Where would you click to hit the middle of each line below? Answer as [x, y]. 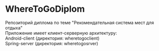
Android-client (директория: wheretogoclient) [52, 38]
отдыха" [14, 27]
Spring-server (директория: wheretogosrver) [52, 43]
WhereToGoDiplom [45, 9]
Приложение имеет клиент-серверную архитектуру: [61, 33]
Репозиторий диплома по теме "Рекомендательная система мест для [79, 23]
